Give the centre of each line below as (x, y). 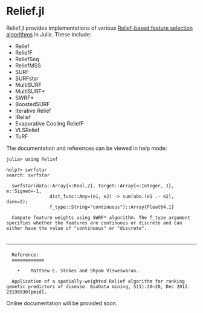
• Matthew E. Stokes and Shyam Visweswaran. (78, 271)
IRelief (23, 117)
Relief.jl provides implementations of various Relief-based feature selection (100, 28)
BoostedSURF (32, 104)
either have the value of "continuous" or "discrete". (77, 228)
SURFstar (27, 78)
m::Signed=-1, (24, 191)
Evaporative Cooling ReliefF (50, 123)
